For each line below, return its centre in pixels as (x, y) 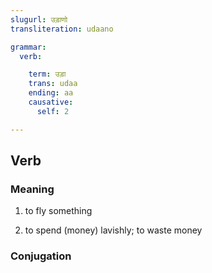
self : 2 (53, 111)
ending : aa (51, 93)
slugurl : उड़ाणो (39, 19)
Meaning (32, 189)
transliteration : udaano (62, 29)
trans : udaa (53, 84)
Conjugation (41, 256)
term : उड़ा (47, 74)
